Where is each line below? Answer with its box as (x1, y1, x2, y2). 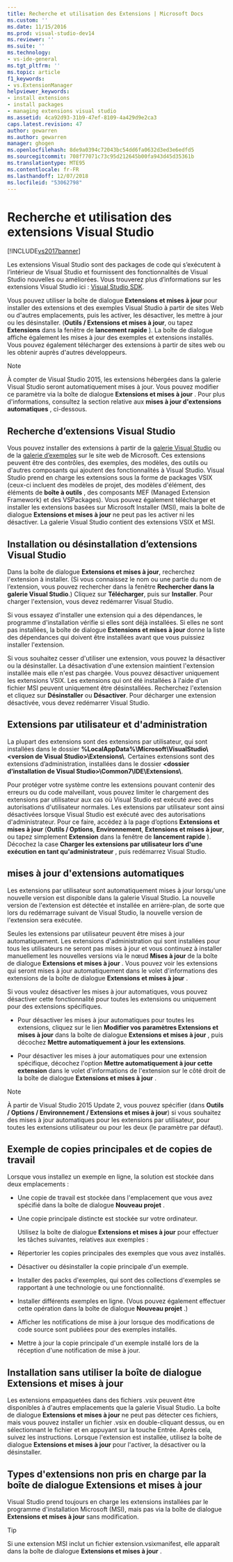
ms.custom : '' (7, 17, 49, 24)
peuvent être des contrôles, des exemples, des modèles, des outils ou (7, 459, 208, 467)
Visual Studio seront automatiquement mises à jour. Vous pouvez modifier (7, 383, 219, 391)
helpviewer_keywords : (7, 88, 70, 95)
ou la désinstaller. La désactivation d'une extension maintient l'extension (7, 661, 215, 670)
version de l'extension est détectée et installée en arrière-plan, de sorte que (7, 901, 225, 909)
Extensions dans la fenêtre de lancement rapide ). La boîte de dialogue (7, 326, 214, 334)
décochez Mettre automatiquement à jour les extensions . (17, 1038, 186, 1046)
